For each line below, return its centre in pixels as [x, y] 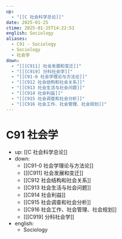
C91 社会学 [32, 135]
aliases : [17, 39]
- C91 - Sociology [34, 45]
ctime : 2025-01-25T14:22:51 [40, 28]
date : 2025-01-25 [27, 22]
